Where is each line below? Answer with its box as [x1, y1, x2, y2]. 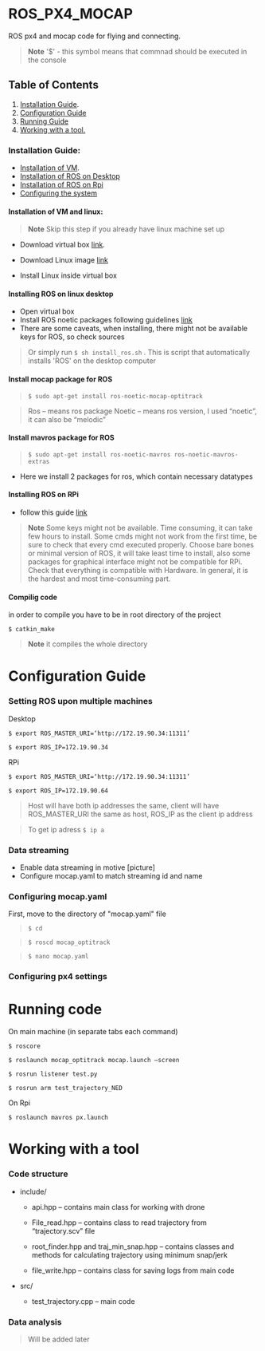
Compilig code [8, 592, 58, 602]
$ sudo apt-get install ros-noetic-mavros [27, 450, 171, 459]
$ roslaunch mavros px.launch [8, 1114, 109, 1122]
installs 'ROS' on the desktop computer [27, 356, 157, 365]
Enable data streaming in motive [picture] [19, 863, 155, 872]
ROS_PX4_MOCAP [8, 5, 134, 23]
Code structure [8, 1168, 68, 1179]
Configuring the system [19, 188, 98, 198]
